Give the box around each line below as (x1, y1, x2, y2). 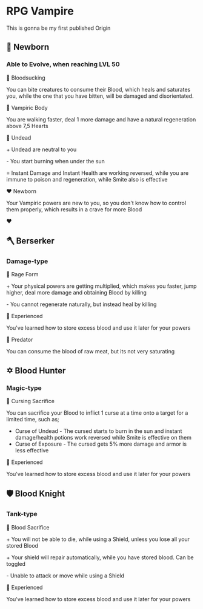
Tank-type (6, 510, 38, 519)
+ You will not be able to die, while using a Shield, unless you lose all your (6, 536, 190, 543)
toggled (6, 560, 26, 567)
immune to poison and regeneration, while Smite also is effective (6, 175, 168, 183)
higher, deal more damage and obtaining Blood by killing (6, 289, 147, 296)
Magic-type (6, 384, 42, 392)
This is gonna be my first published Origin (6, 24, 111, 32)
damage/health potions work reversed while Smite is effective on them (15, 434, 192, 441)
